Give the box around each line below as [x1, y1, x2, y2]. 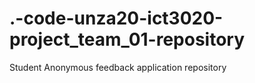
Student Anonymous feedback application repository [9, 61, 227, 73]
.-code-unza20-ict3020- [9, 7, 224, 30]
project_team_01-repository [9, 28, 246, 51]
